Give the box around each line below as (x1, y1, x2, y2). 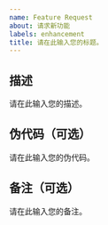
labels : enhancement (9, 29, 86, 38)
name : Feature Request (9, 12, 93, 22)
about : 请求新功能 (9, 21, 71, 30)
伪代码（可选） (9, 126, 91, 142)
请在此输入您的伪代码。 (9, 152, 95, 163)
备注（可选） (9, 181, 80, 196)
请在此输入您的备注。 (9, 205, 87, 216)
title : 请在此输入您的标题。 (9, 37, 104, 47)
